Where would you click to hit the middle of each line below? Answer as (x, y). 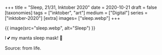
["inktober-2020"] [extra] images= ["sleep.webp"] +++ (63, 18)
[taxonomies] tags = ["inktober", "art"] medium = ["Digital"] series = (76, 13)
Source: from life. (23, 48)
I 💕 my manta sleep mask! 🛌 (34, 38)
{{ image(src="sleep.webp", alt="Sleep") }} (50, 28)
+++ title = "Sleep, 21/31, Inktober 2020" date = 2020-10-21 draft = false (81, 7)
